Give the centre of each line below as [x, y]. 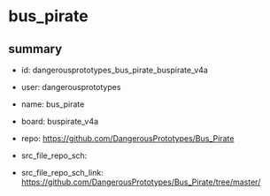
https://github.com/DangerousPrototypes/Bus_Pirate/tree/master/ [141, 182]
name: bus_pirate [53, 104]
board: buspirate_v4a [60, 121]
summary [35, 49]
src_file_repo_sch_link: [62, 173]
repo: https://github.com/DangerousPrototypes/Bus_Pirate [127, 138]
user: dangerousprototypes [71, 87]
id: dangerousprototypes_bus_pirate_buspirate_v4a [115, 70]
